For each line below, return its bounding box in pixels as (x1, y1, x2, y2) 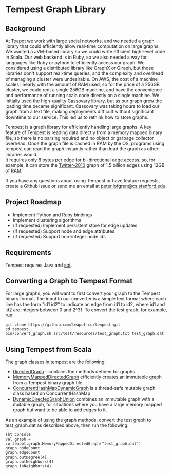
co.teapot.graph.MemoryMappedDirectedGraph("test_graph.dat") (5, 441, 141, 446)
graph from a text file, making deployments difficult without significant (5, 109, 154, 115)
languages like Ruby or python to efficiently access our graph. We (5, 60, 145, 65)
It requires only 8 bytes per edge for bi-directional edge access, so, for (5, 157, 156, 163)
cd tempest (5, 327, 29, 332)
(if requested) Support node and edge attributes (12, 227, 115, 234)
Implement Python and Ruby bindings (12, 212, 92, 218)
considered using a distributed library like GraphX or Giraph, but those (5, 65, 154, 71)
